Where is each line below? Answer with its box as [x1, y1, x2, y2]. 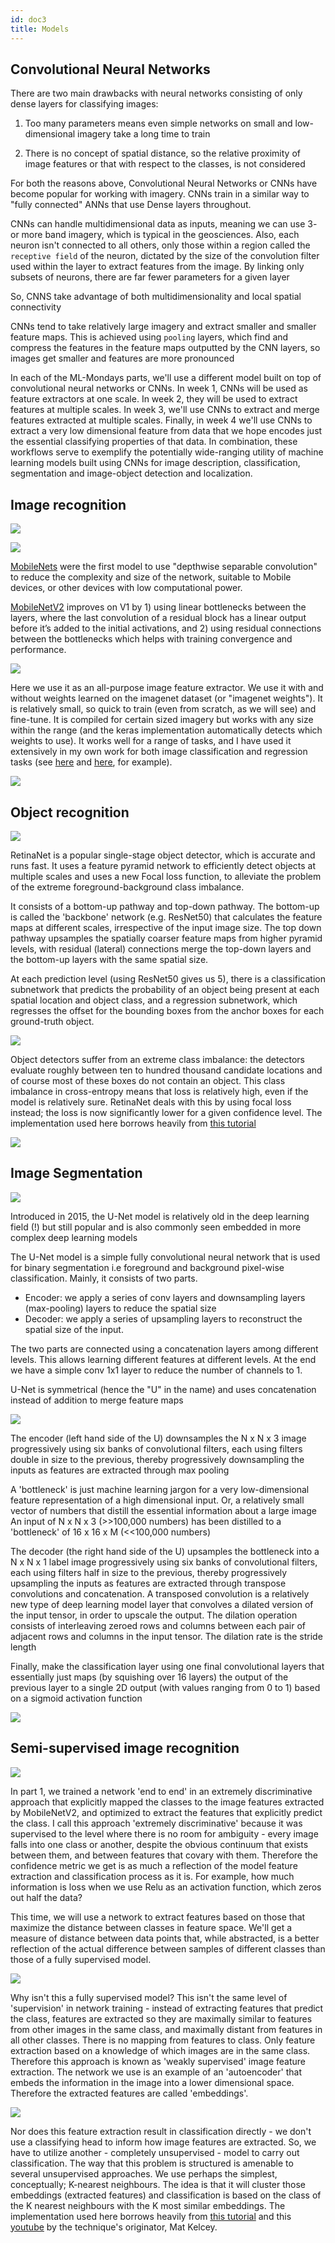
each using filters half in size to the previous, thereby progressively [10, 1566, 288, 1578]
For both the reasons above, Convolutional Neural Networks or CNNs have [10, 177, 318, 190]
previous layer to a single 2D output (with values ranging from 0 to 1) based [10, 1681, 321, 1693]
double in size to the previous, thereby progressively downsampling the [10, 1453, 305, 1465]
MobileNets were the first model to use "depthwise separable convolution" [10, 561, 318, 573]
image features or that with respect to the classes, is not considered [24, 158, 306, 170]
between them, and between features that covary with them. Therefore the [10, 1849, 318, 1861]
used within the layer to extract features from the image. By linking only [10, 261, 305, 273]
